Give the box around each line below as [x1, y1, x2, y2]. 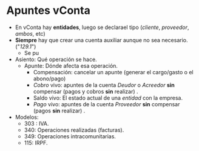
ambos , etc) [15, 30, 46, 37]
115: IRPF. [24, 139, 48, 146]
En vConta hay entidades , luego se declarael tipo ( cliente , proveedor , [15, 24, 189, 31]
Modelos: [15, 113, 39, 121]
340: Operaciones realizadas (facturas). [24, 126, 124, 133]
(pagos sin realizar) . [33, 107, 86, 114]
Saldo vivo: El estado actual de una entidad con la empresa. [33, 94, 183, 101]
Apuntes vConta [6, 4, 91, 18]
